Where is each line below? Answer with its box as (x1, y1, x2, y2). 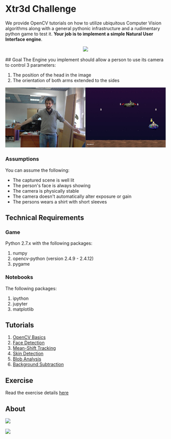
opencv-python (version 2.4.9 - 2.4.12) (12, 255, 94, 262)
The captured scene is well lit (12, 177, 75, 183)
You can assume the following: (5, 167, 70, 173)
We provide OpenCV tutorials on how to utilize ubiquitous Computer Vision (5, 20, 162, 26)
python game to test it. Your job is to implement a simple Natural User (5, 31, 154, 37)
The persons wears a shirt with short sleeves (12, 198, 107, 204)
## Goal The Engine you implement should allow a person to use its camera (5, 57, 164, 63)
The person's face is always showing (12, 182, 91, 189)
